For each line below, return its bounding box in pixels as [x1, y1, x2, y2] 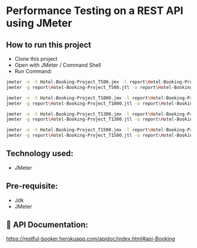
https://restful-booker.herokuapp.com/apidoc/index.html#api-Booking [6, 235, 175, 242]
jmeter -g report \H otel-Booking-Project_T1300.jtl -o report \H [6, 116, 164, 122]
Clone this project [14, 56, 57, 62]
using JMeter [6, 16, 72, 30]
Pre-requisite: [6, 181, 58, 191]
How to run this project [6, 40, 91, 50]
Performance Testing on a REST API [6, 4, 184, 18]
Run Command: [14, 68, 53, 74]
